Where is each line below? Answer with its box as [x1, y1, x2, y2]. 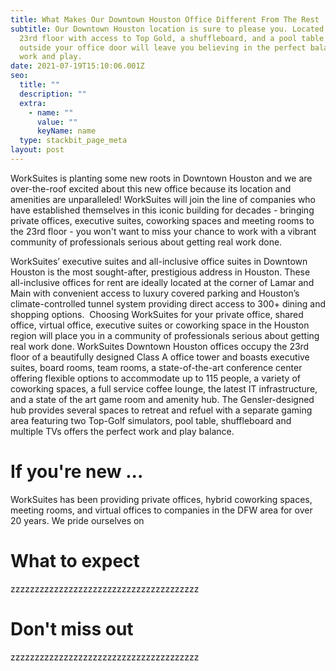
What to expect [10, 550, 140, 572]
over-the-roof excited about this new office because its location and [10, 182, 292, 195]
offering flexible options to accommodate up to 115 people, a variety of [10, 372, 302, 384]
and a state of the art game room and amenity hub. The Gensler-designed [10, 393, 315, 405]
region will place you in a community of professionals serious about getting [10, 329, 320, 341]
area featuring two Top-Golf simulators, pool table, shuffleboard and [10, 414, 292, 426]
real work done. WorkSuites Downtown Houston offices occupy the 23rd [10, 340, 310, 352]
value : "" [36, 117, 78, 127]
